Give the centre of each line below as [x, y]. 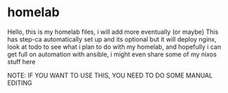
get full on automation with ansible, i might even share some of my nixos [112, 54]
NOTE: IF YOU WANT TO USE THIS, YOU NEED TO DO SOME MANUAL [110, 75]
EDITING [20, 82]
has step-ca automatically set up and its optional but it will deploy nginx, [112, 39]
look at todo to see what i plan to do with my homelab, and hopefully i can [114, 46]
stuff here [21, 61]
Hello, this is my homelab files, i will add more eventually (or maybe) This [113, 32]
